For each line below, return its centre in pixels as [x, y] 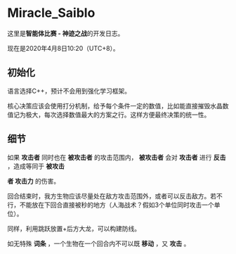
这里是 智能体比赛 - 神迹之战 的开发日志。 [66, 33]
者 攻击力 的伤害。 [34, 181]
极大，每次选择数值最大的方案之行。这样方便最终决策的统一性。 [118, 115]
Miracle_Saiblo [51, 13]
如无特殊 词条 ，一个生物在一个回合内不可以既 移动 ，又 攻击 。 [99, 243]
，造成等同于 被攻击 [36, 166]
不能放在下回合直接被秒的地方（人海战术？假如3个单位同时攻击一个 [117, 205]
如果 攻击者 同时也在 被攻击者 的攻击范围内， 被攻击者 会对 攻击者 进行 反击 [117, 157]
